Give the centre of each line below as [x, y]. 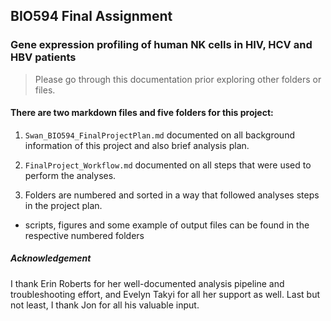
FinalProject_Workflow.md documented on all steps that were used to [168, 165]
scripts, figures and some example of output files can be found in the [167, 225]
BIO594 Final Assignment [91, 16]
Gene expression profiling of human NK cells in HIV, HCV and [161, 45]
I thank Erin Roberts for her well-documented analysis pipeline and [147, 283]
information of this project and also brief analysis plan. [137, 145]
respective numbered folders [84, 235]
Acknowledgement [51, 258]
